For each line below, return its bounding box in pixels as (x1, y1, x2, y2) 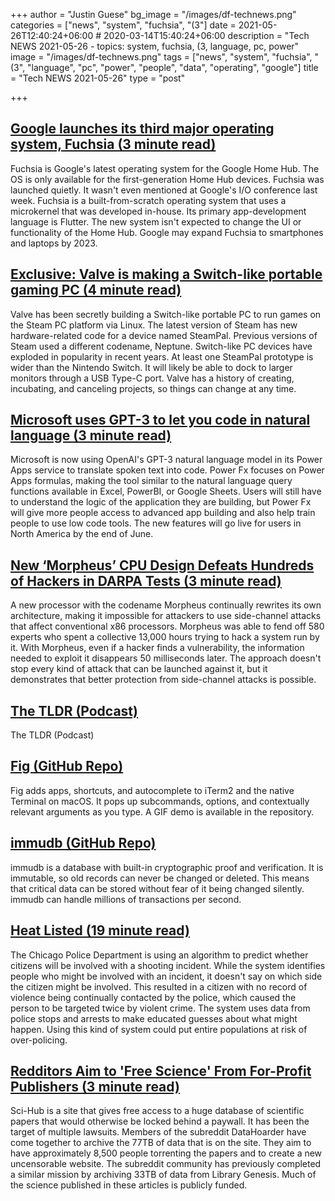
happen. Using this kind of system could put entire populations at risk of (10, 1023, 308, 1035)
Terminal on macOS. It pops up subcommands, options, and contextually (10, 795, 310, 807)
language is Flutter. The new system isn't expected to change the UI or (10, 215, 302, 228)
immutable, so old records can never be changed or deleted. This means (10, 872, 310, 884)
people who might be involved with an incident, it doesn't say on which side (10, 970, 323, 982)
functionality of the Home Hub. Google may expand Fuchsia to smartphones (10, 226, 324, 238)
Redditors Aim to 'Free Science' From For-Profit (10, 1062, 312, 1079)
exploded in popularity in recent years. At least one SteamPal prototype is (10, 350, 314, 363)
